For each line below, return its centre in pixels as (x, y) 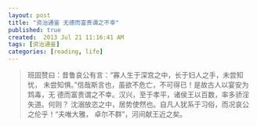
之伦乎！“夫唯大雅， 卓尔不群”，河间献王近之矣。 (107, 114)
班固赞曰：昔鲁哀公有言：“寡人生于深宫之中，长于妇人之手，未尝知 (135, 75)
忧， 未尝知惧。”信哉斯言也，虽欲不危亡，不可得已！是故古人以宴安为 (138, 85)
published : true (34, 30)
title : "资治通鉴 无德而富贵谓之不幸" (64, 23)
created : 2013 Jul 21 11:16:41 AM (66, 37)
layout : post (29, 15)
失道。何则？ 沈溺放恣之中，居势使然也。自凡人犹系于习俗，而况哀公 (138, 104)
